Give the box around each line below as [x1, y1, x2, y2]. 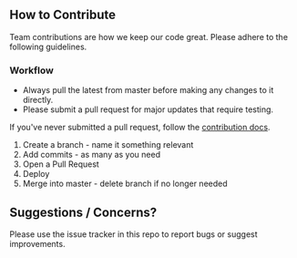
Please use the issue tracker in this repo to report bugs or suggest [9, 228, 258, 240]
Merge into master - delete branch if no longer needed [22, 178, 228, 190]
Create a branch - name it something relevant [22, 139, 194, 150]
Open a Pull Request [22, 159, 100, 170]
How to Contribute [9, 7, 117, 23]
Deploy [22, 169, 50, 180]
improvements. [9, 238, 66, 249]
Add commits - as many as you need [22, 150, 161, 160]
